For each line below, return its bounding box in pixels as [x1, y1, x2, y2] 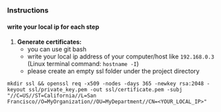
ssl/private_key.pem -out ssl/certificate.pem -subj [28, 87, 183, 93]
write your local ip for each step [7, 23, 100, 31]
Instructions [7, 5, 49, 15]
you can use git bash [27, 45, 87, 54]
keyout [7, 87, 26, 93]
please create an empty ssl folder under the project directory [27, 67, 200, 76]
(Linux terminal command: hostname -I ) [27, 60, 139, 68]
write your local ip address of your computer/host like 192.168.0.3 [27, 52, 215, 60]
